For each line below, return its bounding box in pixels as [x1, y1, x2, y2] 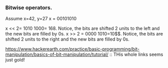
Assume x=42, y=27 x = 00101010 [5, 16, 77, 22]
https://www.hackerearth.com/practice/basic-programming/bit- [5, 46, 140, 52]
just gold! [5, 57, 25, 63]
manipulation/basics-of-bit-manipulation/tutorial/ [5, 51, 109, 57]
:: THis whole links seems [109, 51, 163, 57]
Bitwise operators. [5, 4, 52, 11]
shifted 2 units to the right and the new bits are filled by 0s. [5, 36, 130, 42]
